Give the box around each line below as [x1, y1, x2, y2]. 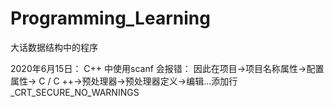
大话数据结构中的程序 [10, 41, 98, 53]
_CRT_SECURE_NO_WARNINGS [10, 86, 140, 98]
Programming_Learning [10, 7, 211, 30]
